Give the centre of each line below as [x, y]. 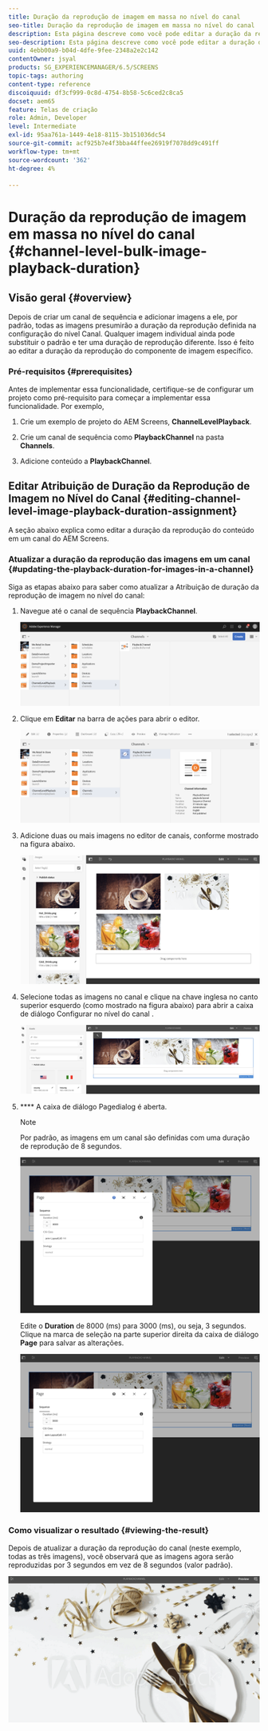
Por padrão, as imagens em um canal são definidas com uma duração [134, 1137]
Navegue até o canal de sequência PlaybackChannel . [108, 610]
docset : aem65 [32, 101]
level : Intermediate [43, 127]
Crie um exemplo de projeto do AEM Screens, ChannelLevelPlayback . [136, 421]
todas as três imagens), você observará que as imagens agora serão [121, 1556]
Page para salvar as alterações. [72, 1343]
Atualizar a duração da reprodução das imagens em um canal [129, 559]
